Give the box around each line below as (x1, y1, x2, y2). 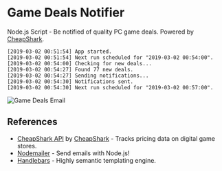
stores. (16, 141, 37, 150)
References (7, 116, 58, 128)
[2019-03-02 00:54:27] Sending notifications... (7, 72, 149, 79)
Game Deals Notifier (7, 5, 125, 21)
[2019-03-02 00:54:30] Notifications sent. (7, 78, 134, 85)
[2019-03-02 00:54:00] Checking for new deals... (7, 60, 153, 67)
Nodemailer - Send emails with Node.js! (16, 149, 130, 157)
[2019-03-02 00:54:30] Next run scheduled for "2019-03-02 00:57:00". (7, 84, 214, 91)
